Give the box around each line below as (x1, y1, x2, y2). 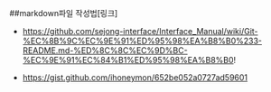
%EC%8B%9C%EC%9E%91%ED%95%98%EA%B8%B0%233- (22, 35, 263, 46)
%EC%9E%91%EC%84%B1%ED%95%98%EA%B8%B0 (22, 55, 234, 65)
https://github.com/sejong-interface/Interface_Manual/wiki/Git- (22, 26, 259, 36)
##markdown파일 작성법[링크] (9, 8, 118, 18)
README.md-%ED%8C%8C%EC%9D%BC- (22, 45, 188, 56)
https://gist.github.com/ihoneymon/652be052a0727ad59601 (22, 72, 248, 83)
